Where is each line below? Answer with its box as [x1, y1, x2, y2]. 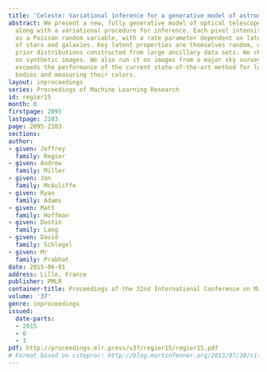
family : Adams [15, 196, 62, 204]
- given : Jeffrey [8, 145, 66, 153]
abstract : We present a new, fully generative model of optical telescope [8, 19, 261, 27]
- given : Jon [8, 174, 52, 183]
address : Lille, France [8, 270, 87, 278]
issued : [8, 307, 34, 315]
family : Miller [15, 167, 66, 175]
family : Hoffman [15, 211, 69, 219]
